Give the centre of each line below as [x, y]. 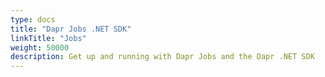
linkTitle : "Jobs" [48, 38]
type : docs [33, 19]
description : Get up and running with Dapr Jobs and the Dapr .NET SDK [162, 57]
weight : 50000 [40, 47]
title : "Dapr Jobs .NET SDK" [71, 29]
